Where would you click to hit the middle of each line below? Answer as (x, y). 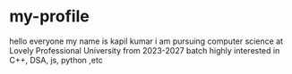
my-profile (49, 16)
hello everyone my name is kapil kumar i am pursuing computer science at (146, 41)
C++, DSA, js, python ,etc (56, 60)
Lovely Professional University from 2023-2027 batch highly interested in (145, 50)
